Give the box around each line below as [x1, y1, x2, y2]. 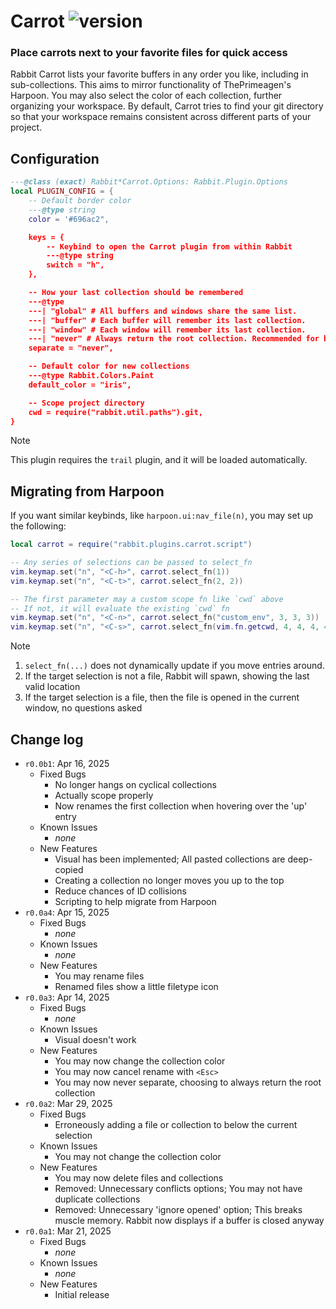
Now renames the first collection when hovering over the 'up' [54, 800, 308, 812]
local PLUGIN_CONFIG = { [10, 186, 114, 197]
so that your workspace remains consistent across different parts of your [10, 111, 312, 123]
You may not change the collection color [54, 1151, 222, 1163]
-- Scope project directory [28, 398, 145, 408]
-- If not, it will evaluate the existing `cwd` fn [10, 603, 230, 614]
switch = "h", [46, 260, 105, 270]
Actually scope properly [54, 790, 154, 802]
